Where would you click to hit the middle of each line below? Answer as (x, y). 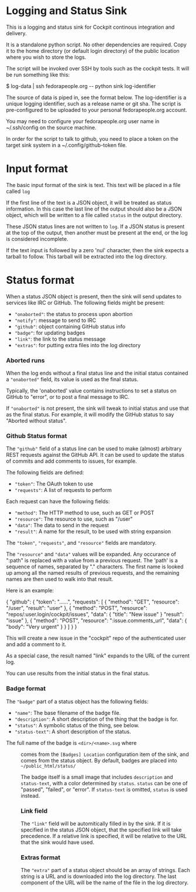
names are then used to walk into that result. (60, 579)
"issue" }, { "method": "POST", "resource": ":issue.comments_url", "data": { (97, 620)
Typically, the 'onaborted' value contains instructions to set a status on (91, 391)
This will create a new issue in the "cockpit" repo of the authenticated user (96, 638)
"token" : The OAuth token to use (54, 484)
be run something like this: (38, 74)
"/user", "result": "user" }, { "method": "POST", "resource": (77, 608)
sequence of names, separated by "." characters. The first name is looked (95, 567)
